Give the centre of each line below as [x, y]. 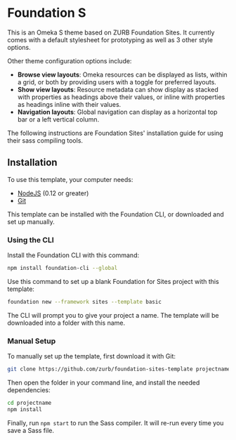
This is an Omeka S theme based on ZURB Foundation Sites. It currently [111, 32]
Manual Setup [32, 341]
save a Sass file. [31, 430]
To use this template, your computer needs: [70, 179]
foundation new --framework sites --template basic [84, 302]
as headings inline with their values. [69, 104]
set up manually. [31, 221]
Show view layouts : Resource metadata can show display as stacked [118, 89]
